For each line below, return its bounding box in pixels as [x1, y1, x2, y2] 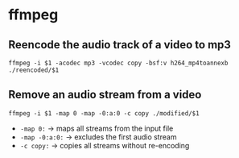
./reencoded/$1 [8, 66, 60, 74]
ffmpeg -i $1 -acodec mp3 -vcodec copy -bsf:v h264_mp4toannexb [8, 59, 229, 67]
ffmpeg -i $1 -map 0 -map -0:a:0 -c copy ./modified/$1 [8, 109, 200, 118]
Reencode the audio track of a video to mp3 [8, 38, 232, 52]
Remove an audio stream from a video [8, 88, 202, 102]
